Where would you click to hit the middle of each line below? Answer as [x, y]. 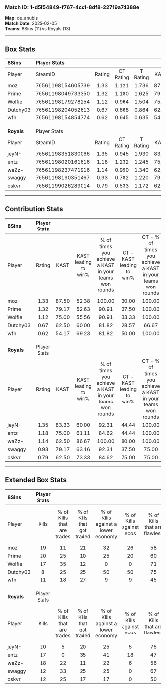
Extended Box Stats [36, 480]
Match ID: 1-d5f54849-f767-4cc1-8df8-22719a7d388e [72, 7]
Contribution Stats [34, 209]
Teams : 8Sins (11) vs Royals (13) [38, 29]
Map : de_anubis [21, 18]
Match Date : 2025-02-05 [31, 23]
